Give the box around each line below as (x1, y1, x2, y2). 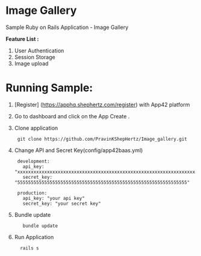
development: (17, 158, 50, 164)
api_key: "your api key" (22, 195, 85, 201)
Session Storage (14, 53, 55, 60)
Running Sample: (5, 81, 93, 95)
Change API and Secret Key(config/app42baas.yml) (14, 146, 143, 154)
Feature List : (5, 35, 39, 42)
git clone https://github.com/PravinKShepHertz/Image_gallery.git (17, 136, 187, 142)
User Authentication (14, 46, 64, 54)
